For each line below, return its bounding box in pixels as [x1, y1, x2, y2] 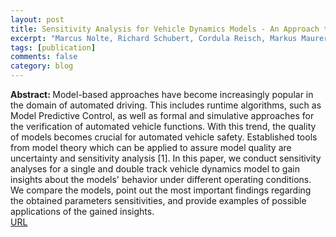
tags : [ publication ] [10, 42, 97, 53]
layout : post [10, 14, 65, 25]
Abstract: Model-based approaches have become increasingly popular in [10, 89, 314, 100]
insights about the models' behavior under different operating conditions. [10, 174, 312, 185]
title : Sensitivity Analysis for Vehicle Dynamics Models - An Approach [10, 24, 320, 34]
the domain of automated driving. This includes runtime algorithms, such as [10, 99, 322, 111]
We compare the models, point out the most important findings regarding [10, 184, 312, 196]
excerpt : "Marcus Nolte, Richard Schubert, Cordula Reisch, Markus [10, 33, 298, 43]
